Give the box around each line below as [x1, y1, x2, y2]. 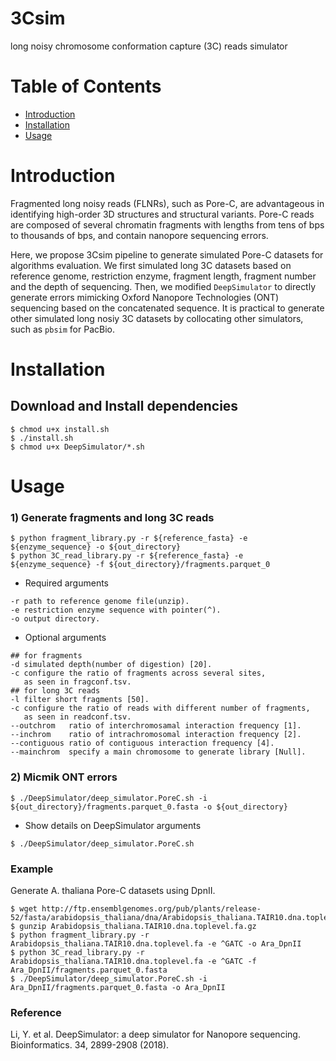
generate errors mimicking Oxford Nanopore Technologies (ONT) [10, 291, 280, 303]
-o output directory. [10, 614, 101, 624]
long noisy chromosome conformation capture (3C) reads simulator [10, 40, 288, 52]
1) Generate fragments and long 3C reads [10, 510, 215, 524]
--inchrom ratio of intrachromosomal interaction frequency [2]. [10, 730, 302, 740]
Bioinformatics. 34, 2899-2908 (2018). [10, 1039, 170, 1051]
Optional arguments [24, 632, 107, 644]
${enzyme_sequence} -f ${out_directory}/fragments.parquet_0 [10, 560, 271, 570]
